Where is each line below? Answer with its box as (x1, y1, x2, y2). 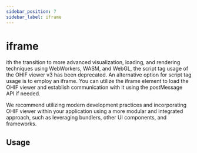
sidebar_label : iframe (6, 14, 62, 20)
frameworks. (6, 120, 37, 127)
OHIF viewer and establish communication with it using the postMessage (6, 84, 183, 91)
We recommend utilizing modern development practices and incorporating (6, 101, 187, 109)
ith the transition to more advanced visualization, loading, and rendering (6, 59, 181, 66)
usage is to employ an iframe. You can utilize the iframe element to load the (6, 78, 189, 85)
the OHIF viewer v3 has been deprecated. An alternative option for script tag (6, 71, 192, 78)
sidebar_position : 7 (6, 8, 57, 15)
